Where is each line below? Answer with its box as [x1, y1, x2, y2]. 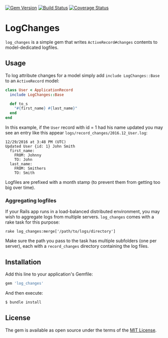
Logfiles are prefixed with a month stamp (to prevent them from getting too [5, 179, 160, 185]
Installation [5, 257, 41, 266]
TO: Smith [14, 170, 35, 175]
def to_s [10, 101, 28, 106]
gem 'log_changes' [5, 281, 44, 286]
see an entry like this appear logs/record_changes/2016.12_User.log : [5, 130, 147, 136]
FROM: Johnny [14, 153, 42, 158]
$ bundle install [5, 300, 42, 305]
